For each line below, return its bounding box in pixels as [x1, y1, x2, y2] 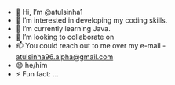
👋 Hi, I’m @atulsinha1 [15, 8, 83, 16]
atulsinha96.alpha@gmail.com [15, 52, 114, 62]
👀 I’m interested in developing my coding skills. [15, 16, 168, 25]
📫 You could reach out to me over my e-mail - [15, 41, 166, 50]
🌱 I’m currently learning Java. [15, 24, 111, 33]
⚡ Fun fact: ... [15, 69, 59, 78]
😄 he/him [15, 61, 48, 69]
